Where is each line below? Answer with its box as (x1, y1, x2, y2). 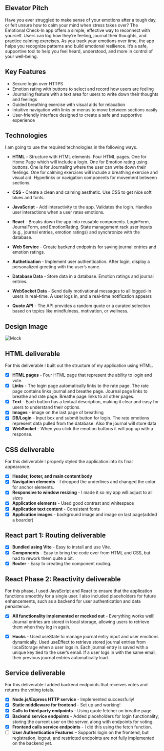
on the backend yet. (12, 740, 53, 746)
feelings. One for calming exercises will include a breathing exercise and (12, 169, 158, 176)
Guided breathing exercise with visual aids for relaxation (12, 102, 125, 107)
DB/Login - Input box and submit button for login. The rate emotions (12, 415, 150, 421)
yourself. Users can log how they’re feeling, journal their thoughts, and (5, 32, 147, 38)
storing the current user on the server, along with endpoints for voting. (12, 719, 154, 725)
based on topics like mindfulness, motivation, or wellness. (12, 308, 128, 314)
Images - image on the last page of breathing (12, 410, 104, 415)
